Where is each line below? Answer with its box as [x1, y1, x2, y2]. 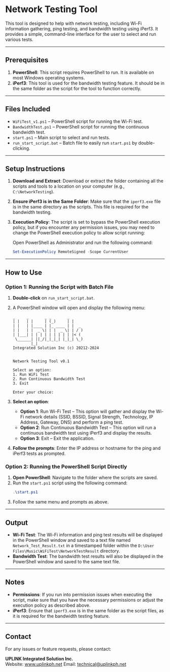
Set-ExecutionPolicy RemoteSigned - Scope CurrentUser [12, 249, 129, 255]
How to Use [5, 268, 42, 277]
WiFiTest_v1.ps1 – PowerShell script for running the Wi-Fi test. [12, 118, 143, 124]
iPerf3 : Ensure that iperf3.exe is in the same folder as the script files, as [12, 607, 164, 613]
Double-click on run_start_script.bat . [12, 295, 95, 301]
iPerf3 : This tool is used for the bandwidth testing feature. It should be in [12, 80, 165, 86]
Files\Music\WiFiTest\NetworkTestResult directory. [12, 548, 120, 554]
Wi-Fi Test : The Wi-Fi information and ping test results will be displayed [12, 531, 163, 537]
